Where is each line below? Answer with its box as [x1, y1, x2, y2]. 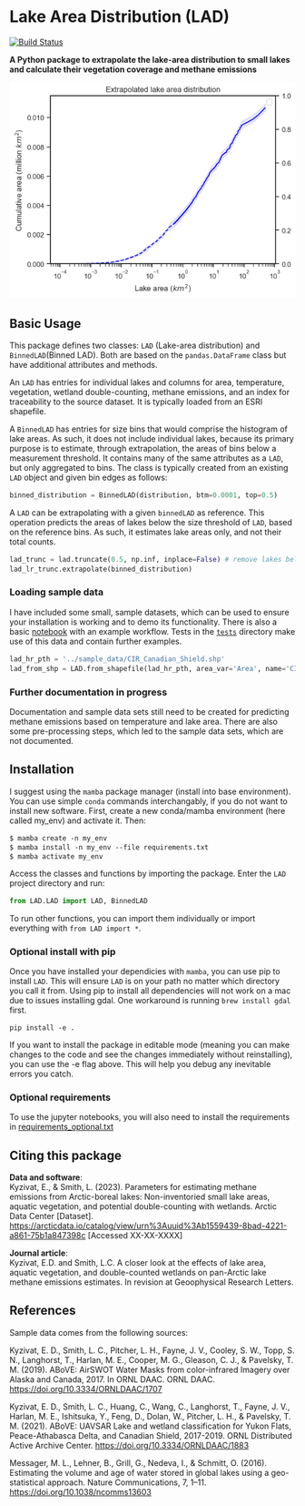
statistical [9, 1477, 45, 1488]
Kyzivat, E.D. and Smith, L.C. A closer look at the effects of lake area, [9, 1257, 266, 1267]
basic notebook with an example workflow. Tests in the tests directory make [9, 626, 296, 636]
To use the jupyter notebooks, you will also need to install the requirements [9, 1112, 290, 1123]
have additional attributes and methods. [9, 359, 158, 370]
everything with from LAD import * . [9, 922, 142, 933]
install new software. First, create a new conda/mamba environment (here [9, 805, 286, 816]
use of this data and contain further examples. [9, 636, 182, 646]
